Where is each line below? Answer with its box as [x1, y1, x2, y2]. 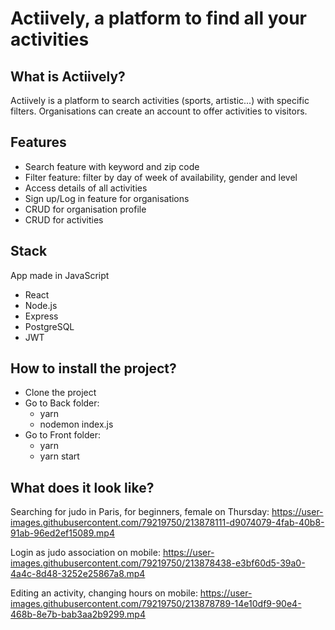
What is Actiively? [10, 68, 126, 85]
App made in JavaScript [10, 269, 110, 281]
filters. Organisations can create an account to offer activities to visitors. [10, 105, 308, 117]
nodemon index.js [39, 418, 114, 431]
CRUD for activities [24, 213, 104, 226]
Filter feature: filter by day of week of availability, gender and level [24, 171, 298, 183]
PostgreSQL [24, 320, 75, 332]
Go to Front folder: [24, 429, 102, 441]
